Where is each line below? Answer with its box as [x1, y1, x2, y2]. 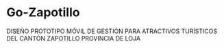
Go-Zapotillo [6, 5, 80, 20]
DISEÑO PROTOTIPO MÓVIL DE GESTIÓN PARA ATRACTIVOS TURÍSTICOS [6, 27, 217, 35]
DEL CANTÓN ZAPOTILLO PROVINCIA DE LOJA [6, 34, 141, 42]
